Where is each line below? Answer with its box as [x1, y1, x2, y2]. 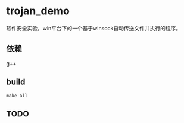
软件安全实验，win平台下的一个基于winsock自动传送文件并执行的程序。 [6, 24, 182, 31]
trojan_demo [6, 4, 70, 18]
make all [6, 93, 28, 99]
